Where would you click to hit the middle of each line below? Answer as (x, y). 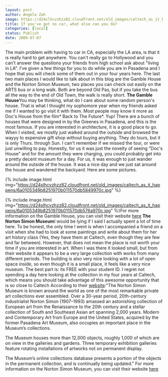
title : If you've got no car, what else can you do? (61, 24)
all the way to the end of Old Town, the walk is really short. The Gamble (79, 95)
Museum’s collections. (28, 328)
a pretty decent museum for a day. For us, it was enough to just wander (79, 159)
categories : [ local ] (27, 29)
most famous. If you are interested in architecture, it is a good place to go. (81, 127)
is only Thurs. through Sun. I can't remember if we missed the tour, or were (82, 143)
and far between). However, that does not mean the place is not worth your (82, 242)
